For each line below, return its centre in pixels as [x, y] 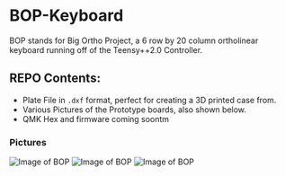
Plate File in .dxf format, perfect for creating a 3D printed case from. [149, 100]
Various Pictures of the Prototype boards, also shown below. [134, 110]
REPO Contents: [55, 79]
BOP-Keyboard [67, 16]
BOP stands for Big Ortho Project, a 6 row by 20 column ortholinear [134, 40]
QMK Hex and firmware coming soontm [95, 119]
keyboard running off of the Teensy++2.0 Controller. [106, 49]
